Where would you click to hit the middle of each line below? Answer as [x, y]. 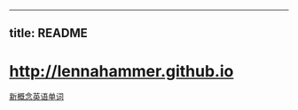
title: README [49, 33]
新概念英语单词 [36, 97]
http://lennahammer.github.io [122, 71]
